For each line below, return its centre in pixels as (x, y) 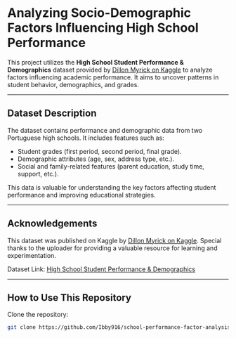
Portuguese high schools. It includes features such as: (86, 138)
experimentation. (32, 255)
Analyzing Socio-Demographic (99, 13)
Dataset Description (52, 113)
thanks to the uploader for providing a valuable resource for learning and (112, 248)
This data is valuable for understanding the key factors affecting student (112, 187)
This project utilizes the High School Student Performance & (96, 62)
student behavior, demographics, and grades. (73, 84)
